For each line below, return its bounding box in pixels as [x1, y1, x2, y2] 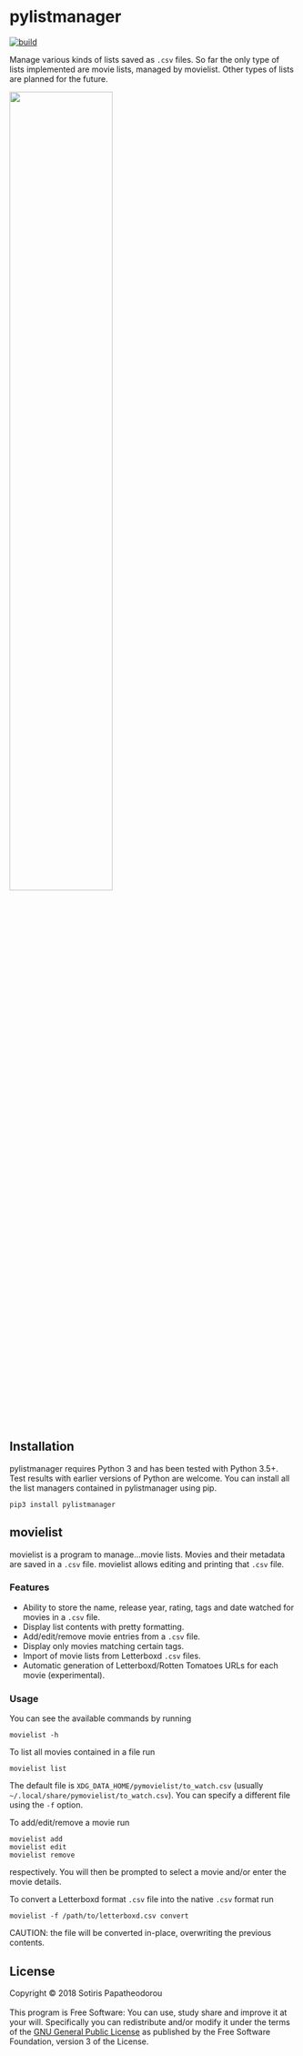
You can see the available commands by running [9, 1713, 192, 1724]
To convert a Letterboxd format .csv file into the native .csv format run [9, 1894, 275, 1905]
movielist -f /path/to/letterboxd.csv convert [9, 1911, 189, 1921]
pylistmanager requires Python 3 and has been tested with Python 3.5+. [9, 1463, 279, 1474]
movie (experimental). [22, 1669, 106, 1680]
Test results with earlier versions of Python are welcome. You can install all [9, 1473, 290, 1484]
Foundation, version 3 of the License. [9, 2036, 149, 2047]
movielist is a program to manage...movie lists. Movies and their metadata [9, 1549, 286, 1560]
